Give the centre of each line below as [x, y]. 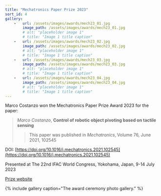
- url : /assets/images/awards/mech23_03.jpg [62, 60]
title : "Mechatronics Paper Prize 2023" [47, 10]
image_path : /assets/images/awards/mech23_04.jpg [74, 82]
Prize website [19, 179]
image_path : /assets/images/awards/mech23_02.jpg [74, 46]
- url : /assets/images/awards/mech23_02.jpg [62, 42]
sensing [25, 125]
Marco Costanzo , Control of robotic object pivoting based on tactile [86, 120]
